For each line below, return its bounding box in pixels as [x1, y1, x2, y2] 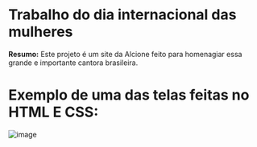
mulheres [8, 22, 73, 41]
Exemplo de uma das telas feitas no [8, 86, 250, 104]
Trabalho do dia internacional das [8, 6, 237, 24]
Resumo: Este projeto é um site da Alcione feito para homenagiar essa [8, 49, 242, 59]
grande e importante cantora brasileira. [8, 58, 139, 67]
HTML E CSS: [8, 103, 99, 121]
